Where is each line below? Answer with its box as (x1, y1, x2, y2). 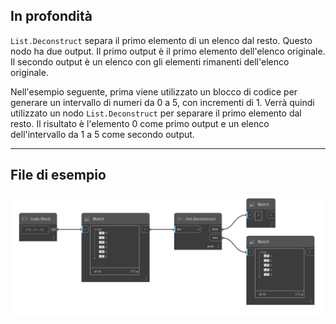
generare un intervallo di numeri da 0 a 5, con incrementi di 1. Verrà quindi (10, 96, 315, 108)
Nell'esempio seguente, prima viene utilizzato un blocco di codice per (10, 85, 298, 98)
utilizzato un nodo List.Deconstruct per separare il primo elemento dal (10, 107, 302, 119)
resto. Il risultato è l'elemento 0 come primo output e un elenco (10, 117, 270, 129)
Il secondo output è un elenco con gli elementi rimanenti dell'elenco (10, 55, 290, 68)
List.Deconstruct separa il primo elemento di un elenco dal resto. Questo (10, 34, 313, 46)
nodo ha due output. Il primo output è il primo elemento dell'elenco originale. (10, 45, 326, 57)
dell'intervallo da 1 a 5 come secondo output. (10, 128, 195, 140)
